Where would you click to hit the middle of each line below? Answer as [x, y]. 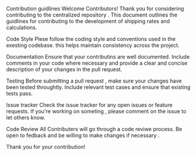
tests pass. [20, 93]
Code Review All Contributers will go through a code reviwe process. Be [94, 129]
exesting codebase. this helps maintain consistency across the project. [93, 45]
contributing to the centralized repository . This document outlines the [92, 15]
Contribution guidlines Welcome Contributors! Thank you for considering [95, 9]
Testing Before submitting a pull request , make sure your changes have [94, 81]
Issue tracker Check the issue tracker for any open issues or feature [89, 105]
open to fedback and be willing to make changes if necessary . [83, 135]
